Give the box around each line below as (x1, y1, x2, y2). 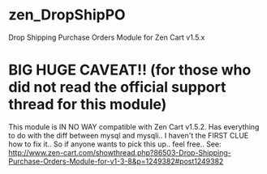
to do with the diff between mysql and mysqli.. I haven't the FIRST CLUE (8, 130, 249, 140)
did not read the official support (8, 79, 226, 96)
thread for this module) (8, 95, 167, 114)
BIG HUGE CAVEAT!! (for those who (8, 61, 252, 79)
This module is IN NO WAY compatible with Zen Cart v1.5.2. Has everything (8, 121, 260, 131)
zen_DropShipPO (8, 6, 126, 24)
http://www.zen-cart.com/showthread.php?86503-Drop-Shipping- (8, 147, 231, 157)
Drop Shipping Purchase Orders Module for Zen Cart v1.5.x (8, 32, 205, 42)
